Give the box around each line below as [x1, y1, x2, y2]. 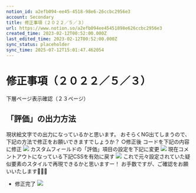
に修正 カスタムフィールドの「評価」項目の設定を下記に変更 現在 [6, 145, 179, 152]
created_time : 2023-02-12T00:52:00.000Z [6, 31, 107, 37]
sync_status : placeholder [6, 42, 70, 48]
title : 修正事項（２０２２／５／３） [6, 19, 87, 25]
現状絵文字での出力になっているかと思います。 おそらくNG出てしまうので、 [6, 130, 191, 138]
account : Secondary [6, 14, 54, 20]
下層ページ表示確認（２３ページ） [6, 95, 89, 102]
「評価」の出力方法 [6, 114, 76, 124]
